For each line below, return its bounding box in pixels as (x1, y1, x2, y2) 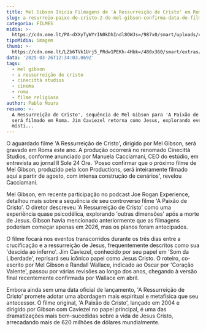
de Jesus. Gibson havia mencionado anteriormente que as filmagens (6, 217, 180, 224)
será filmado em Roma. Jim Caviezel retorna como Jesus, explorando (12, 117, 191, 123)
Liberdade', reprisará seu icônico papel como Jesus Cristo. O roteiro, (6, 255, 181, 262)
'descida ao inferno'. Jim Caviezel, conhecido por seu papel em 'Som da (6, 248, 189, 256)
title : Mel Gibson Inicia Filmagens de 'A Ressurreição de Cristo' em (6, 9, 191, 15)
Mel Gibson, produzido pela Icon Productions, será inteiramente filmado (6, 166, 188, 173)
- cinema (12, 83, 34, 89)
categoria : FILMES (6, 20, 53, 26)
